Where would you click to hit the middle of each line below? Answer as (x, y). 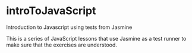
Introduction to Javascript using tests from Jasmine (69, 27)
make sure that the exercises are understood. (62, 45)
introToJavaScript (51, 11)
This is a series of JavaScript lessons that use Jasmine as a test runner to (96, 38)
